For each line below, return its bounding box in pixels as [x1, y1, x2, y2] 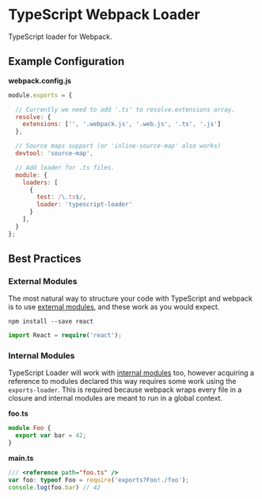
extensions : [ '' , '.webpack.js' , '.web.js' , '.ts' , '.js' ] [22, 121, 222, 129]
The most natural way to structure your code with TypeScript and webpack [8, 294, 253, 303]
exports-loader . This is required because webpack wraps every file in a [8, 385, 242, 394]
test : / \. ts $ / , [36, 193, 87, 202]
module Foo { [8, 424, 51, 432]
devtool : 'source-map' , [15, 149, 93, 157]
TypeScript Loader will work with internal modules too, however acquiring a [8, 368, 255, 378]
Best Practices [8, 252, 82, 266]
